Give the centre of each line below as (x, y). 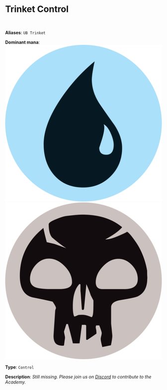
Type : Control (20, 367)
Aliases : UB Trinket (25, 32)
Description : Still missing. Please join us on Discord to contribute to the (78, 377)
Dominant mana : (23, 42)
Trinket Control (37, 9)
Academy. (16, 382)
